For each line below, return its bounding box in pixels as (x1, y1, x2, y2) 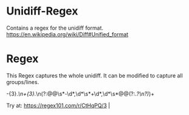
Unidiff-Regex (6, 4, 79, 18)
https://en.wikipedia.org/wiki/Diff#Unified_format (6, 30, 128, 38)
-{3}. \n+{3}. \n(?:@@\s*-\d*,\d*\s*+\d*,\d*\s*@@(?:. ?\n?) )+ (6, 90, 154, 97)
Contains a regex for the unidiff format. (6, 24, 104, 31)
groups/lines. (6, 78, 39, 85)
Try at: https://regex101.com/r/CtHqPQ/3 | (6, 102, 110, 109)
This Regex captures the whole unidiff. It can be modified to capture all (6, 71, 183, 79)
